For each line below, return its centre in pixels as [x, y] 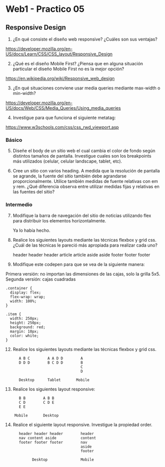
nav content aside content [57, 438]
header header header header [56, 433]
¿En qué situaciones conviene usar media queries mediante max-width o [86, 88]
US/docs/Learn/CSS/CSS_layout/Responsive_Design [59, 54]
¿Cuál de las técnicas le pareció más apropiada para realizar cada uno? [85, 245]
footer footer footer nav [53, 442]
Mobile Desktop [36, 415]
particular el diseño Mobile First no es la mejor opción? [68, 69]
